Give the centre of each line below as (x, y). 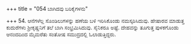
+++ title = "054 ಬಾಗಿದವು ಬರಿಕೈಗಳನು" (47, 9)
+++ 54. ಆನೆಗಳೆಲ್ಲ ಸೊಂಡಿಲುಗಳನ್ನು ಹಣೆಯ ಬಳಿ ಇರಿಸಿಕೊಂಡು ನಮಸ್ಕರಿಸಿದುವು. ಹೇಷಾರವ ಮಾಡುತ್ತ (95, 21)
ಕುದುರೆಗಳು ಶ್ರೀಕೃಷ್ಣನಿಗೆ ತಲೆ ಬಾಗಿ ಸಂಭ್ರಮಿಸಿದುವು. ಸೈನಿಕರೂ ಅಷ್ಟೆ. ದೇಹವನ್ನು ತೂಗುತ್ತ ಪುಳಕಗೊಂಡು (92, 27)
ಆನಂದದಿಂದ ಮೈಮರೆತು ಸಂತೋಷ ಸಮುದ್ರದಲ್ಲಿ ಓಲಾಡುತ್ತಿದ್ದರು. (61, 34)
